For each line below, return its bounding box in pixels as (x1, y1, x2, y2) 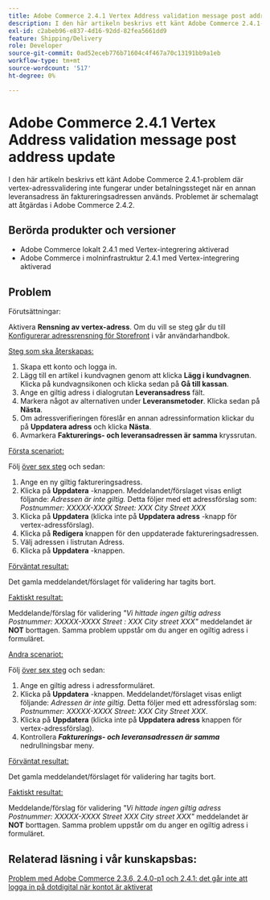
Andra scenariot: (8, 649, 64, 659)
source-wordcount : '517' (8, 64, 92, 73)
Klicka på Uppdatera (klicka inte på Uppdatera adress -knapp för (19, 512, 237, 521)
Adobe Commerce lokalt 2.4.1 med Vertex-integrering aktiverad (19, 245, 229, 255)
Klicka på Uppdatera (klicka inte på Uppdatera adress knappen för (19, 715, 243, 725)
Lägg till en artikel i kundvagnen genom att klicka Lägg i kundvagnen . (19, 371, 252, 380)
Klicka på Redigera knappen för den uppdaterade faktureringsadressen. (19, 529, 260, 538)
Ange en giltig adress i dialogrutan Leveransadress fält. (19, 388, 205, 397)
